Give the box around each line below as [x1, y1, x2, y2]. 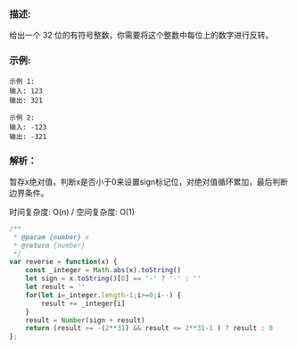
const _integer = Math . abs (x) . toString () [25, 266, 181, 275]
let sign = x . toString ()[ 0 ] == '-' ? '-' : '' [25, 274, 202, 283]
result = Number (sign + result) [25, 315, 145, 325]
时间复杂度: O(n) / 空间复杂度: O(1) [9, 206, 136, 217]
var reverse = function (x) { [9, 257, 118, 267]
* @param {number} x [12, 232, 90, 242]
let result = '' [25, 283, 87, 292]
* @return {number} [12, 241, 87, 250]
